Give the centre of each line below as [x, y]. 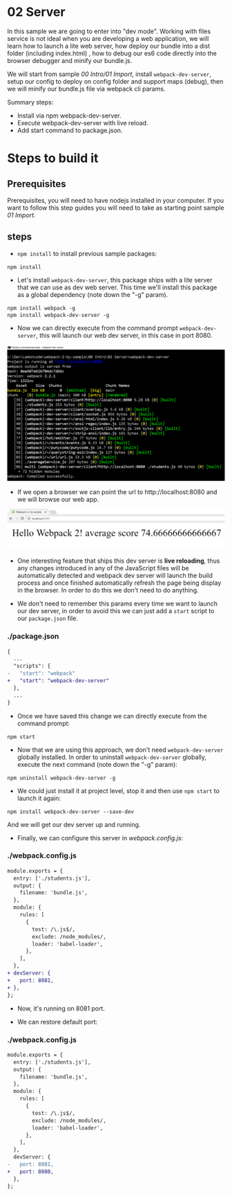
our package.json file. [47, 618]
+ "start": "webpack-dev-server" [58, 681]
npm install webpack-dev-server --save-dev [71, 812]
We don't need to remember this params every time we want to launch [117, 604]
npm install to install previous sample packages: [87, 253]
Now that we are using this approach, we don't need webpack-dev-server [120, 750]
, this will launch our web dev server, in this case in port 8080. [124, 335]
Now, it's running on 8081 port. [61, 1008]
